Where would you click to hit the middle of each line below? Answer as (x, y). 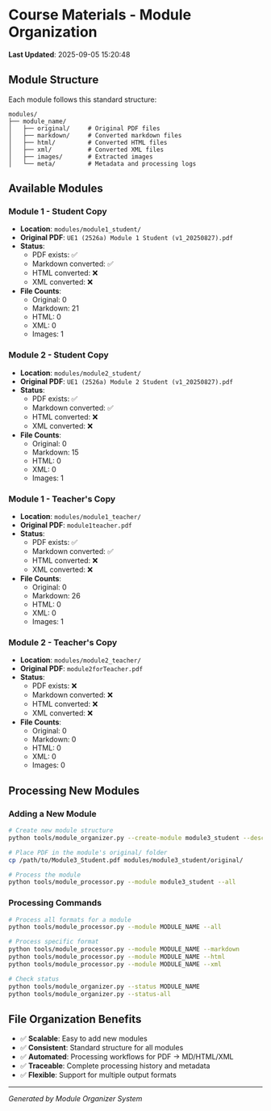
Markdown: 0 (54, 739)
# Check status (34, 979)
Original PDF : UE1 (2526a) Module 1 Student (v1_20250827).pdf (127, 238)
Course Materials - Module (100, 15)
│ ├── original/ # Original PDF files (84, 128)
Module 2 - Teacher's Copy (63, 642)
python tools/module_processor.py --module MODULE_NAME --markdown (124, 949)
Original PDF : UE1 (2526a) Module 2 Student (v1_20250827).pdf (127, 381)
